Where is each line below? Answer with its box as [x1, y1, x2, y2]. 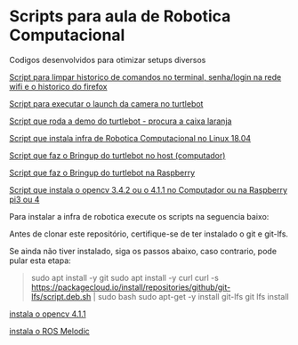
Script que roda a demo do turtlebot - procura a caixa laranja [9, 116, 232, 126]
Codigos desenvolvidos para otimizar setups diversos [9, 54, 206, 65]
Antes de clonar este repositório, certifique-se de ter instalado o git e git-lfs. [9, 229, 289, 239]
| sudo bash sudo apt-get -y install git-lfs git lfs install [93, 291, 289, 301]
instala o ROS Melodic [9, 325, 91, 336]
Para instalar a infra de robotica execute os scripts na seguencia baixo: [9, 211, 270, 221]
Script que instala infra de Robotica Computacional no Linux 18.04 [9, 132, 252, 143]
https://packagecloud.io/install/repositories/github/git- [30, 282, 231, 293]
